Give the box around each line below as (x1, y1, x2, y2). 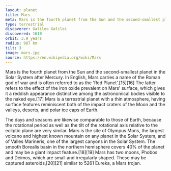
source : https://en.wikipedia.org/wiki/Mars (5, 55, 101, 60)
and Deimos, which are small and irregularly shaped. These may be (5, 155, 147, 161)
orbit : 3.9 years (5, 36, 42, 41)
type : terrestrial (5, 21, 44, 27)
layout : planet (5, 7, 38, 13)
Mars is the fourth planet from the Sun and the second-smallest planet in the (5, 69, 166, 75)
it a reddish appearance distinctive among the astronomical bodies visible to (5, 90, 165, 97)
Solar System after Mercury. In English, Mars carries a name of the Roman (5, 75, 160, 81)
